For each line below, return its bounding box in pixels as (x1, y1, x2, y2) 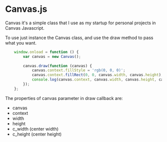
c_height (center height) (12, 131, 62, 137)
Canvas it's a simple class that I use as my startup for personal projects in (5, 20, 156, 26)
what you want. (5, 40, 37, 46)
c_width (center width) (12, 126, 59, 132)
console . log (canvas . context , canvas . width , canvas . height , (31, 77, 157, 82)
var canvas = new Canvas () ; (23, 54, 81, 59)
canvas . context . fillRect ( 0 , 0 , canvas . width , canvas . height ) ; (31, 73, 164, 78)
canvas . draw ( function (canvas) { (23, 63, 92, 68)
